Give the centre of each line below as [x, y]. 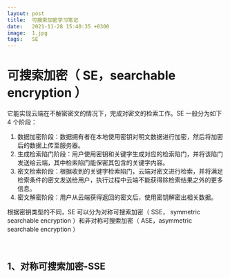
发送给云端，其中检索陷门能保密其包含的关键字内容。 [93, 163]
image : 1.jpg [28, 33]
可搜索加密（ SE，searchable [92, 76]
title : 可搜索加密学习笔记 [43, 20]
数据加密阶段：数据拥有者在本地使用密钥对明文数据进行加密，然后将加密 [120, 137]
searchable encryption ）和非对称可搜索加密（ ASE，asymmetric [99, 221]
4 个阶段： [22, 122]
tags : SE [23, 39]
